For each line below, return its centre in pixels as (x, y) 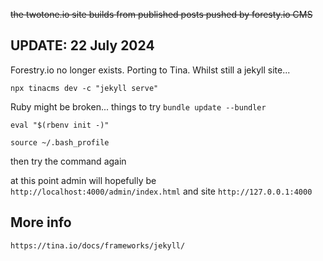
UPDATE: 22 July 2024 (82, 45)
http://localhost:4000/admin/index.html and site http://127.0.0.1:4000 (161, 191)
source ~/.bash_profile (60, 142)
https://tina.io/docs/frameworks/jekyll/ (98, 245)
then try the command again (68, 161)
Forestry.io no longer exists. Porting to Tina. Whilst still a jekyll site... (150, 70)
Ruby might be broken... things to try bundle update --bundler (138, 106)
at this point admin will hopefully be (83, 180)
